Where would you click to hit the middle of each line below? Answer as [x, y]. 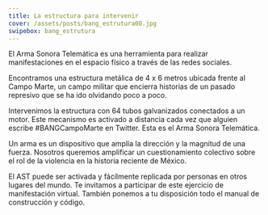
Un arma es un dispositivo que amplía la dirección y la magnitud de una [127, 144]
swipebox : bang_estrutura [52, 31]
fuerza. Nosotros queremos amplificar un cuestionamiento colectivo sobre [132, 152]
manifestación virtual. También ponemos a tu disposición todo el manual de [134, 194]
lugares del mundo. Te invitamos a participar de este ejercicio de [116, 185]
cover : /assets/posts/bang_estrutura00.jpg [83, 23]
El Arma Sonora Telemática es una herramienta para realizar [108, 54]
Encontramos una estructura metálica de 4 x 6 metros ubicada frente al [127, 78]
